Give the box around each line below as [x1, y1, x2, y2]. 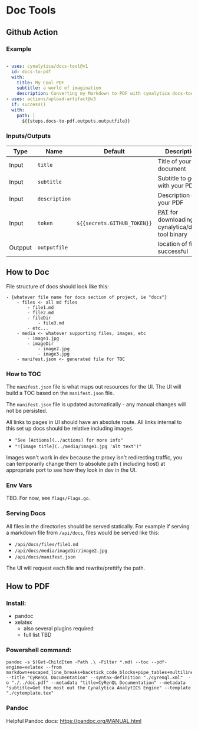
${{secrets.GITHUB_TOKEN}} [76, 219, 152, 226]
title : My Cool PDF [16, 80, 65, 86]
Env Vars [6, 481, 32, 489]
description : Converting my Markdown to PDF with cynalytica [16, 91, 170, 97]
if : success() [11, 101, 46, 107]
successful [157, 247, 189, 255]
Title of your [157, 157, 192, 165]
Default [104, 147, 125, 155]
